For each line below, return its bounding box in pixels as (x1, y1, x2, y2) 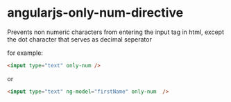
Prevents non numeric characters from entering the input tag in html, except (7, 28, 224, 36)
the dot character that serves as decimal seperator (7, 35, 153, 43)
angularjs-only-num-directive (7, 5, 184, 21)
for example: (7, 49, 44, 57)
